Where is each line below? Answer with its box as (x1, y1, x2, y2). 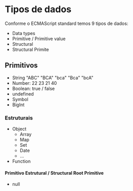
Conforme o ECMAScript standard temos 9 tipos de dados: (5, 20, 128, 26)
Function (12, 158, 31, 165)
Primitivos (5, 61, 38, 70)
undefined (12, 90, 34, 97)
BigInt (12, 102, 25, 108)
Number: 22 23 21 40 (12, 80, 57, 86)
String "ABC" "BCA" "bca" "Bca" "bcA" (12, 75, 94, 81)
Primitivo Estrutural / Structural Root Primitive (5, 170, 104, 176)
